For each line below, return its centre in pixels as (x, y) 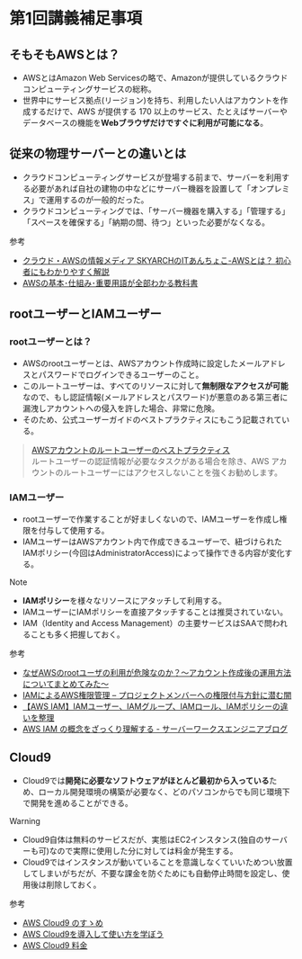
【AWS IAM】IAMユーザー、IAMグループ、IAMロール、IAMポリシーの (151, 706)
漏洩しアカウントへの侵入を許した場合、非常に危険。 (121, 408)
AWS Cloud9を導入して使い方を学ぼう (93, 934)
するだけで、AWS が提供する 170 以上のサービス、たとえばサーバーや (159, 112)
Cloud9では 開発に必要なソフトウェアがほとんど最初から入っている (146, 780)
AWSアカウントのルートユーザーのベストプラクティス (131, 450)
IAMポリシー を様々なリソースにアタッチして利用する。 (124, 600)
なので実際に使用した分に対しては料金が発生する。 (143, 850)
